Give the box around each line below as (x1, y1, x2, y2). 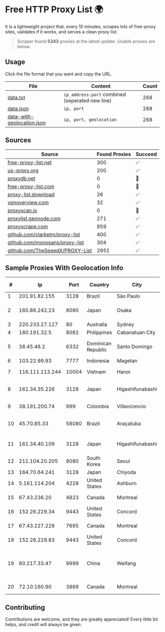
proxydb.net (7, 175, 36, 182)
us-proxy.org (7, 167, 39, 174)
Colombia (86, 403, 109, 410)
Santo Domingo (117, 343, 153, 350)
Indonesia (86, 358, 110, 365)
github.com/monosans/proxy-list (7, 239, 84, 246)
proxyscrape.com (7, 223, 48, 230)
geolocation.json (7, 119, 46, 126)
